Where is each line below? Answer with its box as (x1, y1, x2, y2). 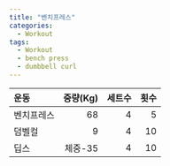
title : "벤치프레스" (9, 12, 76, 22)
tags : (9, 37, 29, 47)
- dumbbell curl (17, 63, 77, 72)
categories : (9, 21, 53, 30)
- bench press (17, 54, 69, 63)
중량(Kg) (63, 92, 99, 104)
